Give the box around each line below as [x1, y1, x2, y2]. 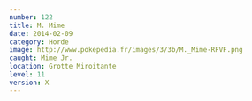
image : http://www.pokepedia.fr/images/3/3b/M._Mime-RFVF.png [9, 46, 243, 54]
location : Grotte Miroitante [9, 62, 117, 71]
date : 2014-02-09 [9, 29, 73, 38]
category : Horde [9, 37, 69, 47]
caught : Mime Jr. [9, 54, 73, 62]
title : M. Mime [9, 21, 65, 30]
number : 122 [9, 12, 53, 22]
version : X [9, 78, 50, 87]
